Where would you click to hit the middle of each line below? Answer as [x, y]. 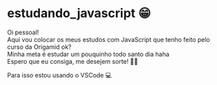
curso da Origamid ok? [39, 47]
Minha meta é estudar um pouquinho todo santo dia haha [89, 54]
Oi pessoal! [23, 32]
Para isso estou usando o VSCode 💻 [60, 75]
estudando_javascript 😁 [79, 13]
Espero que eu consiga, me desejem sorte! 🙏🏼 [73, 61]
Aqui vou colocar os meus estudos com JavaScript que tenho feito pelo [108, 39]
